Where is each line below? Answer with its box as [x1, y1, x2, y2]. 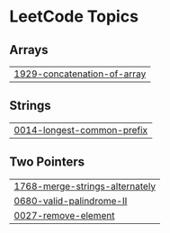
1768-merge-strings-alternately [13, 180, 156, 193]
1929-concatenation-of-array [13, 67, 147, 80]
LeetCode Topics [9, 6, 139, 27]
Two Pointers [9, 155, 85, 170]
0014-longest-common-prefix [13, 123, 148, 136]
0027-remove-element [13, 209, 115, 221]
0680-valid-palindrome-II [13, 194, 128, 207]
